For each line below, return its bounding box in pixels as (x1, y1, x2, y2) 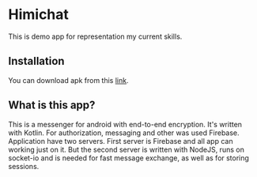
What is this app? (8, 99, 96, 112)
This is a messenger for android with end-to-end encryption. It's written (8, 119, 243, 129)
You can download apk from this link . (8, 75, 129, 85)
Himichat (8, 6, 70, 24)
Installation (8, 55, 65, 68)
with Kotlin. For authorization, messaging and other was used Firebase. (8, 128, 240, 137)
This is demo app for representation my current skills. (8, 32, 183, 41)
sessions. (8, 161, 40, 171)
